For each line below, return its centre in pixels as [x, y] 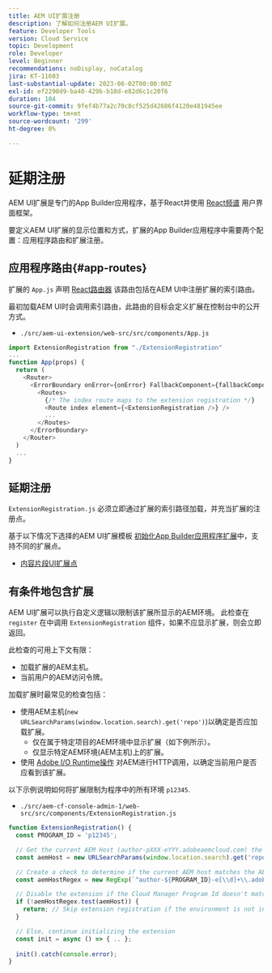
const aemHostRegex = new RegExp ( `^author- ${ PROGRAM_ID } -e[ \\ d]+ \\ [132, 880]
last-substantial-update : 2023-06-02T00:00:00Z [90, 83]
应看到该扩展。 [45, 772]
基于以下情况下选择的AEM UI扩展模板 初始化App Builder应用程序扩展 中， [130, 536]
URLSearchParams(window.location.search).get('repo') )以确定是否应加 [139, 722]
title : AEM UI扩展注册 [44, 16]
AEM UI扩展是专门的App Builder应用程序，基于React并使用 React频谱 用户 [132, 203]
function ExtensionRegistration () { [70, 828]
